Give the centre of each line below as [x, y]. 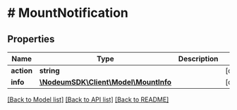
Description [198, 59]
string [49, 71]
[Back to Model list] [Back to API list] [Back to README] [88, 99]
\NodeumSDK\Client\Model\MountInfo [105, 82]
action [22, 71]
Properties [31, 39]
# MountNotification [68, 13]
